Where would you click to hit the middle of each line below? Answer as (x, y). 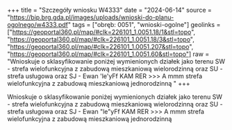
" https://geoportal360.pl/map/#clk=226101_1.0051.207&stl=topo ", (100, 47)
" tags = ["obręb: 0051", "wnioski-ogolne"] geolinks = (144, 25)
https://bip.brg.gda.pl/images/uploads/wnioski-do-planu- (92, 17)
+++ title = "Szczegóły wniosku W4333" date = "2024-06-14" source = (109, 10)
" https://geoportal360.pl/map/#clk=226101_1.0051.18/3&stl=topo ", (101, 39)
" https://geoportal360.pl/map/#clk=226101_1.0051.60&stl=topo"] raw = (108, 54)
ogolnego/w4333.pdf (38, 25)
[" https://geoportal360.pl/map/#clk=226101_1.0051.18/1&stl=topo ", (101, 32)
